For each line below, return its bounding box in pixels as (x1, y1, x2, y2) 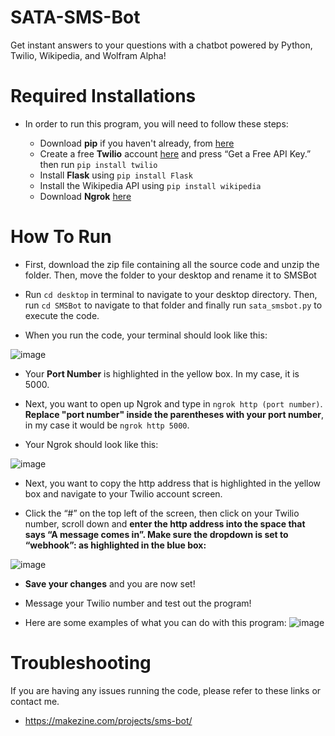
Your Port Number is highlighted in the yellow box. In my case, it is (24, 367, 300, 380)
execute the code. (24, 309, 100, 321)
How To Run (10, 226, 112, 248)
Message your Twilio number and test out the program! (24, 597, 252, 609)
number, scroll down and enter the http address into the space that (24, 517, 306, 530)
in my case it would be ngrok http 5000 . (24, 419, 190, 431)
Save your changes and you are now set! (24, 577, 196, 590)
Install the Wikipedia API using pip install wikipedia (39, 179, 262, 191)
